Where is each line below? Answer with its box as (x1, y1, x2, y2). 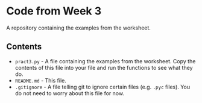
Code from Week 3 (6, 4, 102, 18)
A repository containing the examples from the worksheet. (6, 24, 151, 31)
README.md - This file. (14, 76, 66, 84)
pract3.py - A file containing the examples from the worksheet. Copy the (14, 57, 196, 64)
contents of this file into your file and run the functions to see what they (14, 64, 193, 71)
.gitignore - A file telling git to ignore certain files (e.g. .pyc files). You (14, 83, 191, 90)
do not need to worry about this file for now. (14, 89, 125, 97)
